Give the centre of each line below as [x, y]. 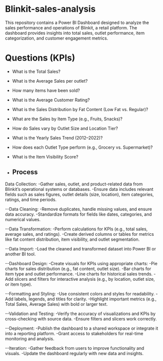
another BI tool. [20, 254]
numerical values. [23, 219]
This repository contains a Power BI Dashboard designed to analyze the [77, 23]
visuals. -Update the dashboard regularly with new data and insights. [74, 353]
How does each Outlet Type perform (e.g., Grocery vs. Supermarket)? [82, 147]
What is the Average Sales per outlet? [50, 81]
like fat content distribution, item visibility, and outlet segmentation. [72, 239]
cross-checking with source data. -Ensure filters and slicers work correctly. [81, 318]
